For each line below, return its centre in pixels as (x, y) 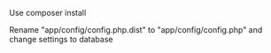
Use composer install (48, 13)
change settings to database (61, 39)
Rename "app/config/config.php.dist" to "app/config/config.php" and (136, 30)
